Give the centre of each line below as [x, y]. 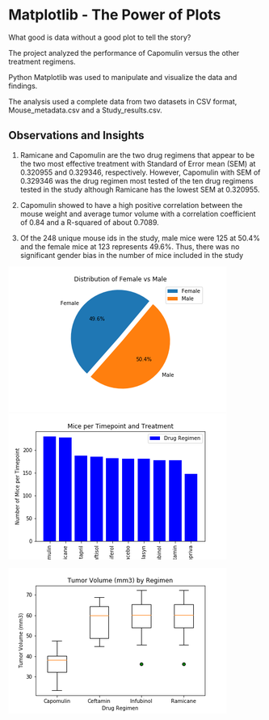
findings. [23, 86]
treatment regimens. [42, 61]
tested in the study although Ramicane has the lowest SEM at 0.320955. [140, 189]
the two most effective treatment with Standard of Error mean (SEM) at [138, 163]
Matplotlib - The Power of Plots [115, 15]
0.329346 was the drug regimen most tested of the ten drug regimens [137, 180]
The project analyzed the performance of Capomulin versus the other [124, 53]
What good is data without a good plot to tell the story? [100, 37]
